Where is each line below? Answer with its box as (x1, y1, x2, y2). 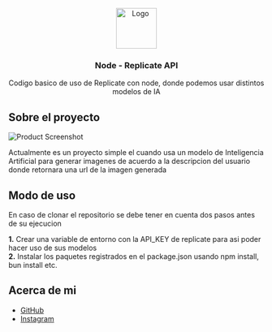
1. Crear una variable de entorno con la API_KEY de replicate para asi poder (8, 234, 261, 244)
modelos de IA (112, 87, 161, 97)
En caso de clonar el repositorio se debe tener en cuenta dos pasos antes (8, 209, 256, 219)
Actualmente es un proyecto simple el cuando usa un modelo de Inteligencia (8, 148, 264, 157)
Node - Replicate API (94, 59, 179, 71)
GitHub (19, 305, 45, 315)
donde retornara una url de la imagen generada (8, 165, 167, 175)
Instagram (19, 313, 54, 323)
